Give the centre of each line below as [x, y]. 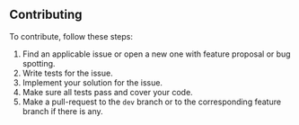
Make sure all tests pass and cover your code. [107, 92]
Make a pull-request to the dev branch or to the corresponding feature [151, 102]
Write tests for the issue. [68, 73]
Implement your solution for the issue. [92, 82]
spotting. [39, 63]
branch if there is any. [62, 111]
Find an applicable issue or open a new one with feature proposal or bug [156, 54]
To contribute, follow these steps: [71, 36]
